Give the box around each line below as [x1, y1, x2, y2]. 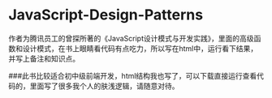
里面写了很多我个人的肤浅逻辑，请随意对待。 [29, 81, 179, 91]
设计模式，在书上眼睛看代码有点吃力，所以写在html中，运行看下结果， [22, 43, 258, 53]
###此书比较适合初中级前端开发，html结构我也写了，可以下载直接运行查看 [8, 70, 257, 80]
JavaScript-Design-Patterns [8, 6, 204, 24]
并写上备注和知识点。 [8, 53, 80, 63]
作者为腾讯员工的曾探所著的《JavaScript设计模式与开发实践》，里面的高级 [8, 33, 254, 43]
